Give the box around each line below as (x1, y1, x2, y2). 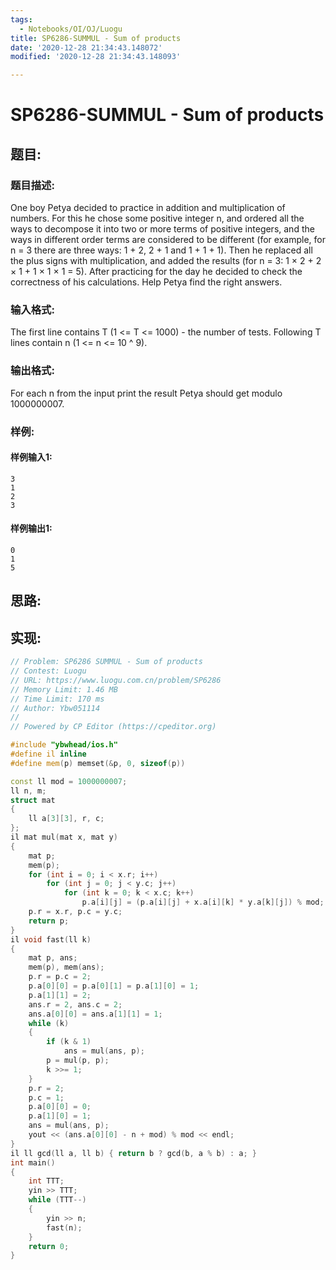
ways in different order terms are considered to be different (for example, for (10, 234, 326, 245)
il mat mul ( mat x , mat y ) (10, 832, 118, 842)
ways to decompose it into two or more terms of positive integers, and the (10, 223, 315, 235)
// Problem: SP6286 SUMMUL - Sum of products (10, 657, 203, 667)
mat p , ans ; (28, 953, 78, 963)
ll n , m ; (10, 786, 47, 796)
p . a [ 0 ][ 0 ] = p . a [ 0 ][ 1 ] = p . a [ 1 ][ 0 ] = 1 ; (28, 981, 200, 991)
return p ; (28, 916, 70, 926)
